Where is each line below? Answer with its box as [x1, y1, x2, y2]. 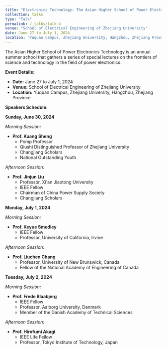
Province [12, 94, 31, 100]
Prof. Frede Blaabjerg [12, 293, 57, 299]
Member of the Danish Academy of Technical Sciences [19, 309, 133, 315]
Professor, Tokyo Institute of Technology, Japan [19, 339, 118, 345]
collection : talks [5, 12, 43, 17]
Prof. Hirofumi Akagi [12, 329, 56, 335]
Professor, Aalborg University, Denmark [19, 304, 101, 310]
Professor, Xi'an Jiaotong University [19, 179, 93, 185]
